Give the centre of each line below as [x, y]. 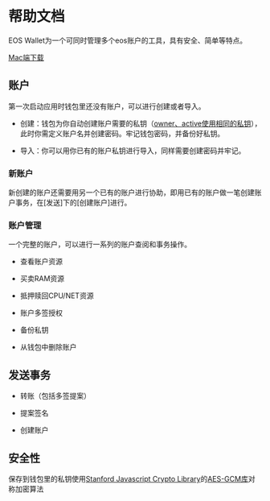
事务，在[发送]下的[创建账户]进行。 [73, 203]
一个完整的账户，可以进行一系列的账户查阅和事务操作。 [100, 244]
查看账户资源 [41, 262]
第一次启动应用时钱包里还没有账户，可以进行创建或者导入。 [107, 106]
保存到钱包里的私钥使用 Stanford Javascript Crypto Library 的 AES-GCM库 [129, 478]
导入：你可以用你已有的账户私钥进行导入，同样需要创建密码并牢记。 [133, 151]
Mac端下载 [26, 57]
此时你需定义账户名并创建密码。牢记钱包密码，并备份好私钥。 [122, 133]
